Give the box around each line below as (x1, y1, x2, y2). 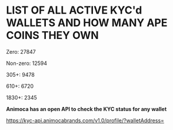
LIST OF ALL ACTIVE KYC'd (6, 4, 142, 17)
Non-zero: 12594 (6, 60, 48, 67)
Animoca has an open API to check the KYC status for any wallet (6, 105, 167, 112)
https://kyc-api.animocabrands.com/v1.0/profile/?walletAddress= (6, 116, 165, 124)
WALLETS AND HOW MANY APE (6, 16, 168, 30)
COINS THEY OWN (6, 29, 99, 42)
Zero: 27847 (6, 48, 36, 55)
